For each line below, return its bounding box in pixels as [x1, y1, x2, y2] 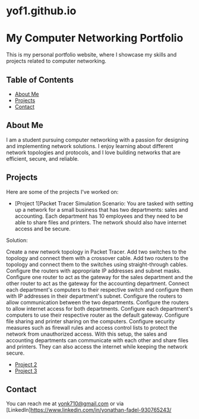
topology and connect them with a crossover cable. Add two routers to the [6, 254, 189, 261]
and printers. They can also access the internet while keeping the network [6, 343, 188, 350]
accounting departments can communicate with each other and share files [6, 336, 189, 343]
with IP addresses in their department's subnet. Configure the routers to [6, 292, 182, 299]
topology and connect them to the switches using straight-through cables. [6, 261, 188, 268]
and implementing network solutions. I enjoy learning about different [6, 142, 173, 149]
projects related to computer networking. [6, 58, 107, 65]
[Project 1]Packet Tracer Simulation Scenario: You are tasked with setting [14, 199, 194, 207]
